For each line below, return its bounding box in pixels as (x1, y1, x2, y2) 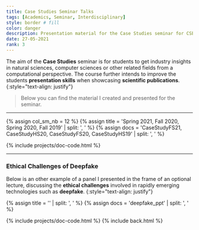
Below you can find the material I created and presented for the (20, 94, 176, 101)
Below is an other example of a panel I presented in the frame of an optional (6, 176, 191, 183)
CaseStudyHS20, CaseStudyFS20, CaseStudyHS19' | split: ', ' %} (6, 130, 165, 137)
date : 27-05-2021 (6, 36, 49, 42)
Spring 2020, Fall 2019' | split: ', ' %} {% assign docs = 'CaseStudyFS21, (6, 124, 182, 131)
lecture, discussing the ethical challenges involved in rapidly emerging (6, 182, 179, 189)
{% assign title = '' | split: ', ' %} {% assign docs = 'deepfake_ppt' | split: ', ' (6, 199, 189, 207)
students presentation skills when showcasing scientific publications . (6, 76, 180, 83)
